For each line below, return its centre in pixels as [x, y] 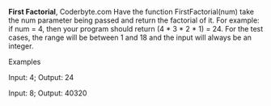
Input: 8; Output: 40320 [48, 93]
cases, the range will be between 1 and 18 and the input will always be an [130, 37]
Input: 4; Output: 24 [41, 77]
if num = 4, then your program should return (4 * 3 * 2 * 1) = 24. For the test [136, 29]
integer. [21, 46]
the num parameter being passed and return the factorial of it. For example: [134, 20]
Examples [25, 61]
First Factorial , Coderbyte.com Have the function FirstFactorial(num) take [131, 12]
